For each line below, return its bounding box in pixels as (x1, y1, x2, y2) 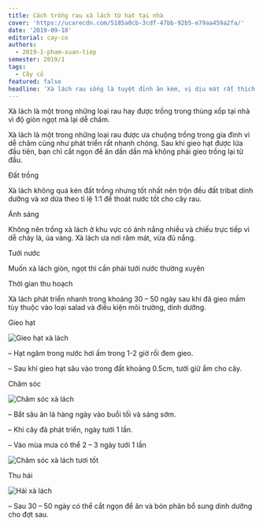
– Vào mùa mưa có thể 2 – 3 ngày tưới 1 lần (8, 440, 147, 450)
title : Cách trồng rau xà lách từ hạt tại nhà (8, 11, 164, 20)
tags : (8, 63, 26, 71)
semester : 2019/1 (8, 56, 65, 64)
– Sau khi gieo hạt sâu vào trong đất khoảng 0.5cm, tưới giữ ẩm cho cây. (8, 364, 243, 373)
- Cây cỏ (15, 70, 44, 78)
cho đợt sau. (8, 510, 49, 519)
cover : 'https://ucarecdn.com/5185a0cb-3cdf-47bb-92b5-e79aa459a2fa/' (8, 19, 245, 27)
